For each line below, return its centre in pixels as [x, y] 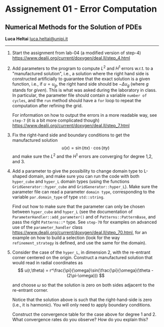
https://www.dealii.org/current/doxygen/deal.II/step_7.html [71, 126]
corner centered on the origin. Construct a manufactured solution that [82, 258]
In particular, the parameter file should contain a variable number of [80, 95]
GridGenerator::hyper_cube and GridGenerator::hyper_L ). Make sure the [85, 187]
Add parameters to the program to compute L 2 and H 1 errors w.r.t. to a [82, 68]
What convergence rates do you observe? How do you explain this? [80, 320]
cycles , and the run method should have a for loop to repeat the [77, 101]
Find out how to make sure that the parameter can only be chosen [78, 207]
